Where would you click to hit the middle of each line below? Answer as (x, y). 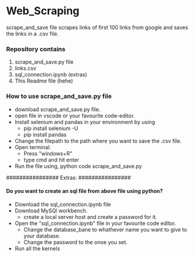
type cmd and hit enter (51, 160)
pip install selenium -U (51, 128)
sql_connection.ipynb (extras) (51, 75)
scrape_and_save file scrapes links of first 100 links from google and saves (97, 27)
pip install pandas (45, 134)
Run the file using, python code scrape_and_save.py (78, 166)
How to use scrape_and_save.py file (59, 96)
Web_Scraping (43, 11)
